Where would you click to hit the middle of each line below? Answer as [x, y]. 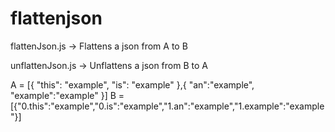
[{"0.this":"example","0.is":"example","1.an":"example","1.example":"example [167, 106]
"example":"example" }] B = [67, 95]
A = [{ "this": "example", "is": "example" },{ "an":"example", [132, 84]
